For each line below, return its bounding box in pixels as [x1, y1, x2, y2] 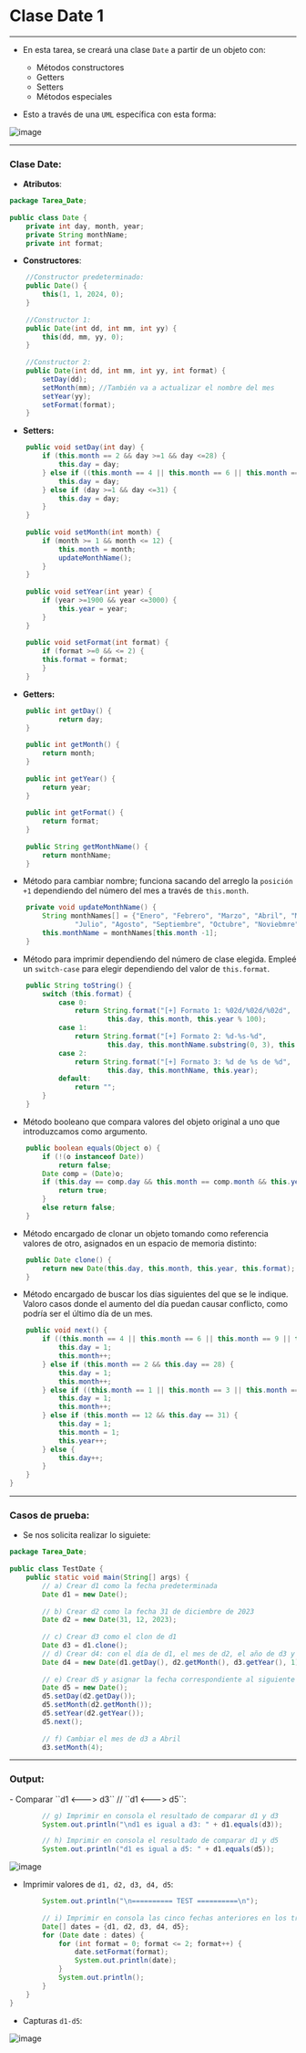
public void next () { [25, 1326, 107, 1335]
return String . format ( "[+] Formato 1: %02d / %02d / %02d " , [74, 1006, 291, 1016]
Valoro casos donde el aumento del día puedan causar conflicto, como [22, 1299, 289, 1310]
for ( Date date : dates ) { [42, 1931, 145, 1940]
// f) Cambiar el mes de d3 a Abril [42, 1734, 181, 1743]
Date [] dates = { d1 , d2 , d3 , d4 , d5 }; [42, 1921, 189, 1932]
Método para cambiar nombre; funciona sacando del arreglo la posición [22, 876, 293, 887]
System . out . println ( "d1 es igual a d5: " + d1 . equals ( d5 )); [42, 1845, 275, 1854]
